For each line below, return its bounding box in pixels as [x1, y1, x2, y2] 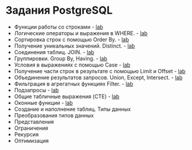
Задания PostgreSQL [5, 4, 113, 17]
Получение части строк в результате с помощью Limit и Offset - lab [14, 67, 186, 74]
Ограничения [14, 124, 49, 132]
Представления [14, 118, 55, 125]
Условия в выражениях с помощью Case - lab [14, 61, 131, 68]
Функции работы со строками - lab [14, 23, 103, 30]
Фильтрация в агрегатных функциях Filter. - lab [14, 80, 133, 87]
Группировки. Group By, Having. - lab [14, 55, 108, 62]
